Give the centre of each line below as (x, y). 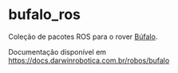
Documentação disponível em (57, 52)
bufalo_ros (45, 15)
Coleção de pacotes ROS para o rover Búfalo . (83, 36)
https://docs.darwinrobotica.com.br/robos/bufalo (89, 60)
